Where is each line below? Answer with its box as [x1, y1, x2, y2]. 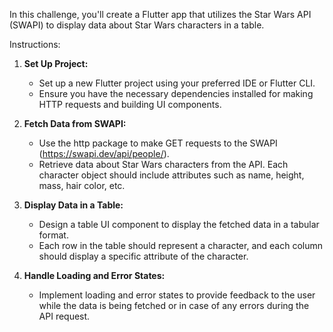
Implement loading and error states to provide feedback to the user [38, 289, 316, 301]
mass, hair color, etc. [38, 180, 126, 191]
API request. [38, 310, 91, 322]
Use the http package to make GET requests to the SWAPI [38, 137, 278, 149]
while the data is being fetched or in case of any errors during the [38, 300, 310, 311]
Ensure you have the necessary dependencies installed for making [38, 88, 314, 99]
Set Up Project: [23, 58, 89, 69]
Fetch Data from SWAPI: [23, 118, 127, 129]
